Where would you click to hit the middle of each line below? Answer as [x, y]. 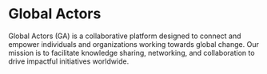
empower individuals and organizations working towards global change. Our [134, 44]
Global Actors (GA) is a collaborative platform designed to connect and [125, 36]
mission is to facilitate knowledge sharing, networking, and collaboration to [132, 53]
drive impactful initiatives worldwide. [69, 61]
